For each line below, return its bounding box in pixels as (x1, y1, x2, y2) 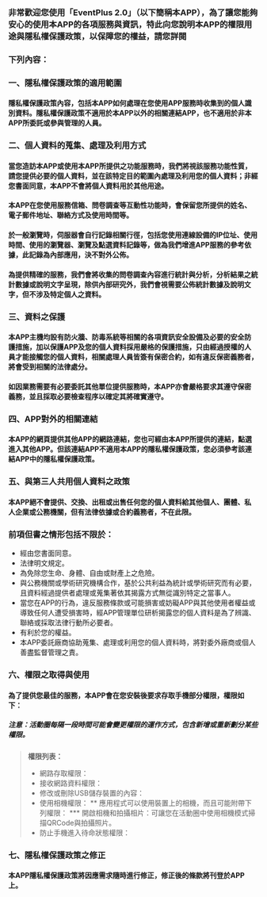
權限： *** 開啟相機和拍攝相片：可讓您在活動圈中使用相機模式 (46, 807, 249, 818)
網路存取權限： (39, 768, 89, 778)
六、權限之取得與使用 (8, 669, 90, 680)
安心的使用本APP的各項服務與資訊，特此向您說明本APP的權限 (8, 18, 244, 29)
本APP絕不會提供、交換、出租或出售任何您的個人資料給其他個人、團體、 (8, 497, 245, 507)
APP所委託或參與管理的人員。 (8, 118, 106, 128)
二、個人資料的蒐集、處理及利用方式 (8, 140, 147, 151)
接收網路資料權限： (39, 778, 103, 788)
